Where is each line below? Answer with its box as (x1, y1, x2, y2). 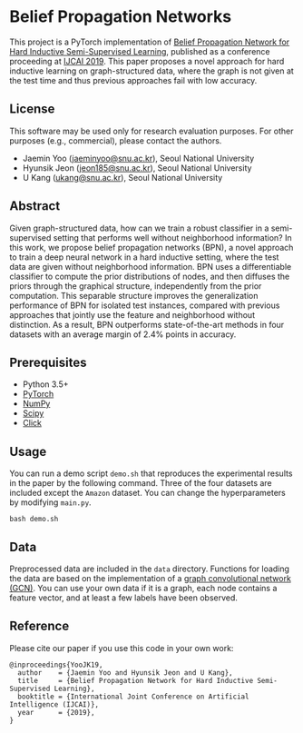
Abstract (9, 198, 61, 214)
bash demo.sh (9, 515, 59, 524)
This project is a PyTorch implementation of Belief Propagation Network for (9, 36, 290, 47)
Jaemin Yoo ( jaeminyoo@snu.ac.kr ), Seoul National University (22, 153, 255, 163)
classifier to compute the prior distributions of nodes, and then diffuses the (9, 271, 290, 282)
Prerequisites (9, 354, 87, 370)
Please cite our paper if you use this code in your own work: (9, 642, 234, 653)
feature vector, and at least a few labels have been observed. (9, 592, 239, 603)
